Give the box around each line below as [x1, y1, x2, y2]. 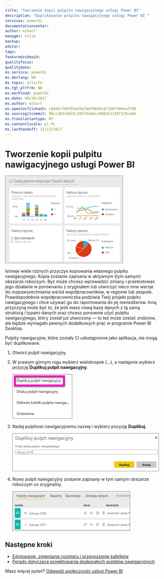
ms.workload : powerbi [5, 91, 49, 96]
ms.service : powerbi [5, 70, 47, 75]
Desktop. [5, 325, 23, 331]
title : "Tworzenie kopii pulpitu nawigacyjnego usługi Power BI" [5, 8, 141, 13]
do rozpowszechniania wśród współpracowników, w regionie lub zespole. [5, 289, 153, 295]
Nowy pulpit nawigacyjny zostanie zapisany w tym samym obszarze [12, 476, 149, 482]
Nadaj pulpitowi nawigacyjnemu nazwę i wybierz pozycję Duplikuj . [12, 423, 147, 429]
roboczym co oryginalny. [12, 481, 62, 487]
